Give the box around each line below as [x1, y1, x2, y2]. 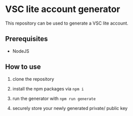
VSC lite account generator [5, 4, 120, 15]
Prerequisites [5, 35, 48, 43]
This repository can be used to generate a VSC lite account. [5, 20, 128, 26]
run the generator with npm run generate [12, 95, 96, 101]
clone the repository [12, 76, 54, 82]
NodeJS [12, 48, 29, 54]
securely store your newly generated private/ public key [12, 105, 128, 111]
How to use [5, 63, 41, 71]
